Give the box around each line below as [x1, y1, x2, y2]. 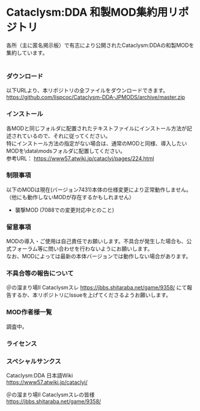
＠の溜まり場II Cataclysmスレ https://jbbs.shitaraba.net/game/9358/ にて [6, 284, 187, 291]
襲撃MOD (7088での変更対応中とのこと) [14, 206, 115, 214]
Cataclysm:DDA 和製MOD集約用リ [6, 5, 179, 19]
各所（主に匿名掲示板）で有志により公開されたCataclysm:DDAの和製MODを [6, 42, 195, 49]
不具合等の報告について [6, 269, 74, 277]
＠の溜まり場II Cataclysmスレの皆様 [6, 391, 95, 398]
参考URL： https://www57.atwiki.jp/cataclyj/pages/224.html [6, 155, 154, 162]
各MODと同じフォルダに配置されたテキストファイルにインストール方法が [6, 125, 187, 132]
